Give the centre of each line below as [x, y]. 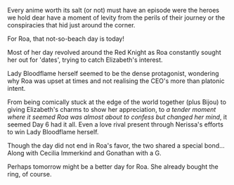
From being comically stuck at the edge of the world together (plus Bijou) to [117, 102]
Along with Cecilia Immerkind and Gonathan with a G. [84, 153]
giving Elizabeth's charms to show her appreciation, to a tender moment [112, 109]
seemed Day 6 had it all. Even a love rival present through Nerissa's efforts [115, 125]
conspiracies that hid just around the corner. [71, 25]
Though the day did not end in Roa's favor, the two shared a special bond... [116, 146]
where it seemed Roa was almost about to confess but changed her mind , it [117, 117]
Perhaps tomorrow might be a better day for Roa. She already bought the [113, 167]
